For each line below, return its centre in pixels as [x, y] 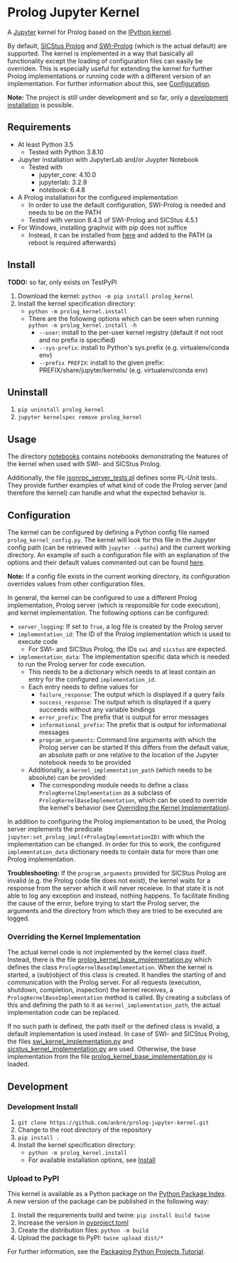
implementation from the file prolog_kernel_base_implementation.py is [110, 1057]
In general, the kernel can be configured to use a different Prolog [102, 597]
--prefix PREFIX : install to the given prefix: [102, 362]
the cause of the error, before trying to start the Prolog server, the [104, 903]
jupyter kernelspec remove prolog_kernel [80, 418]
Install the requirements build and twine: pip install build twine [114, 1215]
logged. [18, 918]
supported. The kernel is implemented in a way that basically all [101, 53]
